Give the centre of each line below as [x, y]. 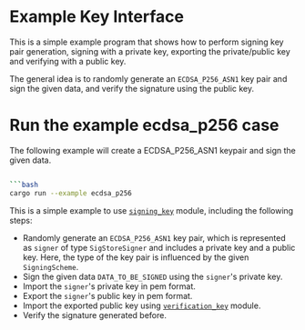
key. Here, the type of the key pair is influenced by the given [136, 257]
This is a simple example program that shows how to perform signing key [147, 42]
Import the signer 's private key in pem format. [109, 286]
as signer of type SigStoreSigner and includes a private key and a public [159, 247]
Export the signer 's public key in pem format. [107, 295]
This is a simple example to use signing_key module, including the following [152, 210]
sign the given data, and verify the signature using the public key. [132, 88]
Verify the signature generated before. [94, 315]
